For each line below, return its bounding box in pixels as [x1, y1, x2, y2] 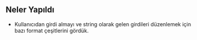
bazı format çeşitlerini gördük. [14, 27, 89, 34]
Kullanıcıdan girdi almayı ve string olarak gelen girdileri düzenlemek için [14, 20, 192, 27]
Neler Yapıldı [5, 5, 55, 15]
